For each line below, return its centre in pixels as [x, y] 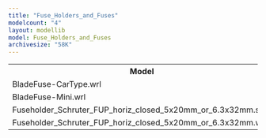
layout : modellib [37, 30]
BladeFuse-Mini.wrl [49, 97]
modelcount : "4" [35, 23]
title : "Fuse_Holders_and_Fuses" [63, 15]
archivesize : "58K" [40, 45]
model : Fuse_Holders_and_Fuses [60, 37]
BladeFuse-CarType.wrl [57, 84]
